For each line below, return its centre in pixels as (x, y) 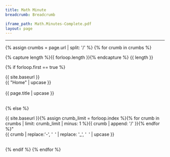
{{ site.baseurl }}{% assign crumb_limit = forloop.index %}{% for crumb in (82, 118)
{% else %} (17, 108)
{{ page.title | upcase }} (30, 93)
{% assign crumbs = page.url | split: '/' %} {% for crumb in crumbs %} (78, 48)
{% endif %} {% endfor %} (33, 149)
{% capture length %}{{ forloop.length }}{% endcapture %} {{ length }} (79, 57)
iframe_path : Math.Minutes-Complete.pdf (49, 24)
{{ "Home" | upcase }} (28, 83)
